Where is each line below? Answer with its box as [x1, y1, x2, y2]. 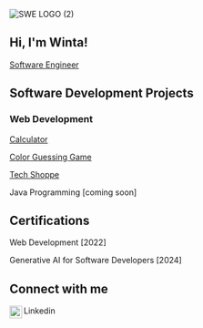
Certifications [9, 212, 90, 228]
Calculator [9, 133, 48, 145]
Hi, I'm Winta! [9, 35, 88, 50]
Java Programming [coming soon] [9, 187, 137, 198]
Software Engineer [9, 59, 79, 70]
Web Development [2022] [9, 237, 107, 248]
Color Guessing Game [9, 151, 93, 162]
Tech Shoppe [9, 169, 60, 179]
